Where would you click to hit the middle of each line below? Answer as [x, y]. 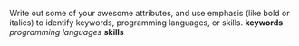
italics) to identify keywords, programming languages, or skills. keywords [146, 23]
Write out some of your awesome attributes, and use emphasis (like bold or [149, 13]
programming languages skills [67, 32]
